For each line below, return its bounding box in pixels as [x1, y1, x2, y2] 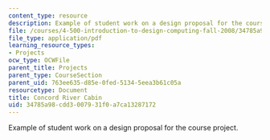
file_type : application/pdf [8, 34, 103, 42]
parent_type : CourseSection [8, 71, 103, 79]
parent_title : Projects [8, 64, 88, 72]
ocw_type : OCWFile [8, 57, 70, 65]
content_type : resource [8, 11, 88, 20]
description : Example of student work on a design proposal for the [8, 19, 243, 27]
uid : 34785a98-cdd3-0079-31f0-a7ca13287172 [8, 101, 157, 109]
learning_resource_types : [8, 42, 95, 50]
